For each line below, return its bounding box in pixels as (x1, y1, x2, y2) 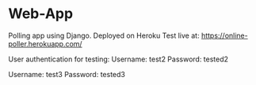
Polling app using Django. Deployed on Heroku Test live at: (8, 31, 200, 40)
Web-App (8, 5, 74, 23)
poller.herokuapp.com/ (8, 39, 82, 48)
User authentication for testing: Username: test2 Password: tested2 (8, 54, 228, 64)
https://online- (201, 31, 248, 40)
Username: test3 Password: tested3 (8, 69, 125, 79)
